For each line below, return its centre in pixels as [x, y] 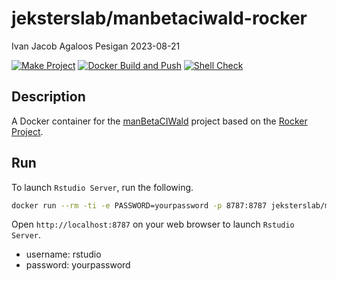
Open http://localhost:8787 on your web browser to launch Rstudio [153, 224]
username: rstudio [63, 254]
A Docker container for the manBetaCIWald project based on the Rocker [159, 121]
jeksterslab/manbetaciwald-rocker [159, 18]
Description [48, 97]
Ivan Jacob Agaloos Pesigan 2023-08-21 [96, 46]
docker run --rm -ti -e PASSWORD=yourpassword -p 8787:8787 [139, 205]
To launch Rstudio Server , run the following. [102, 187]
